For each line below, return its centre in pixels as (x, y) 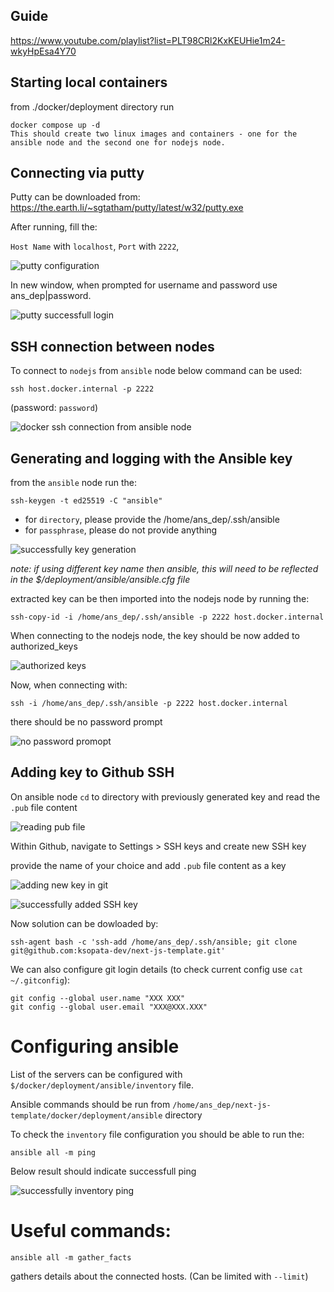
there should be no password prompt (86, 722)
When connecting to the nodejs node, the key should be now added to (155, 636)
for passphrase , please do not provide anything (121, 530)
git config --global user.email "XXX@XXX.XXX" (109, 1007)
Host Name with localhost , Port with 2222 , (95, 246)
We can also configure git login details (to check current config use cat (157, 969)
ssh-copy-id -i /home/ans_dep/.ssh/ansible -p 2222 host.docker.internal (167, 617)
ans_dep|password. (51, 296)
